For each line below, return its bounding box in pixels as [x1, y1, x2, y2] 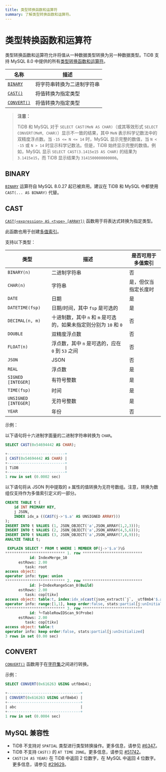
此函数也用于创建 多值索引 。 [5, 229, 62, 235]
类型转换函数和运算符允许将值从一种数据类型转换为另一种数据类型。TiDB [5, 52, 154, 58]
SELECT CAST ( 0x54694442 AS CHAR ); [5, 442, 77, 447]
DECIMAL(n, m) [7, 318, 41, 324]
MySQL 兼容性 [5, 728, 49, 737]
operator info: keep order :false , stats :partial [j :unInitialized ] [5, 629, 145, 634]
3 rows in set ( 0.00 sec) [5, 633, 58, 638]
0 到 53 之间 [51, 348, 78, 354]
